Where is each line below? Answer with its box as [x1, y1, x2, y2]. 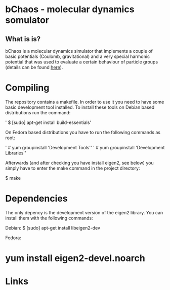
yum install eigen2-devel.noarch [5, 252, 145, 264]
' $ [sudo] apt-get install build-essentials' [5, 119, 92, 125]
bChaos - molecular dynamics [5, 4, 135, 15]
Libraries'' [5, 150, 26, 156]
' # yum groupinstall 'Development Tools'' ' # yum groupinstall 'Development [5, 144, 165, 150]
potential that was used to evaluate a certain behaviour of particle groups [5, 59, 158, 65]
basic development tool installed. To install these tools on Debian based [5, 104, 155, 110]
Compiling [5, 82, 50, 93]
